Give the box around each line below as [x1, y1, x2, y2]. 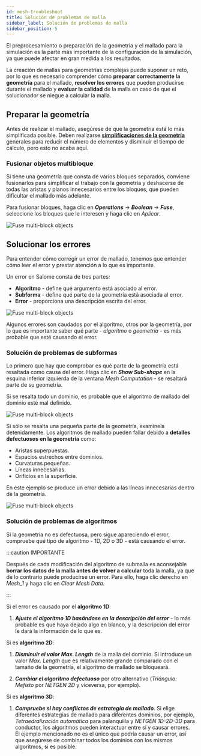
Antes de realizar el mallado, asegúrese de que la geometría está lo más [6, 125, 185, 133]
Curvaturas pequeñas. [14, 460, 71, 467]
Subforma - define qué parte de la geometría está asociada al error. [14, 291, 184, 298]
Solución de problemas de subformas [6, 349, 118, 357]
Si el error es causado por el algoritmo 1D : [6, 603, 111, 610]
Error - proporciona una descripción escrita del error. [14, 298, 147, 305]
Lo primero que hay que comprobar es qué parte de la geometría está [6, 362, 179, 369]
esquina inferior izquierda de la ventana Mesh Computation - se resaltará [6, 375, 187, 382]
